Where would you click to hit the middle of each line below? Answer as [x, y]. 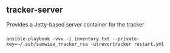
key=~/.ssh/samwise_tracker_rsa [47, 44]
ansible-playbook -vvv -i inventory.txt [58, 39]
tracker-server [35, 10]
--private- [126, 39]
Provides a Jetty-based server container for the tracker [75, 24]
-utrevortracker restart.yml [127, 44]
